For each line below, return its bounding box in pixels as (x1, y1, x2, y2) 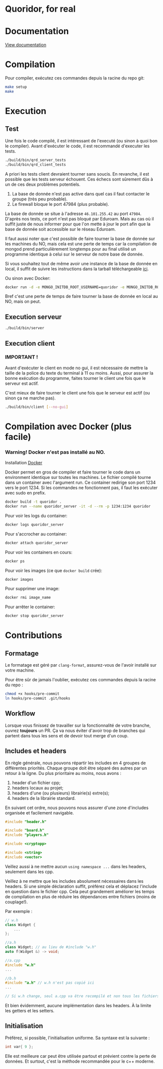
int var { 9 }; (5, 1044, 34, 1049)
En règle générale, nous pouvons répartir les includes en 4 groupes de (5, 760, 146, 766)
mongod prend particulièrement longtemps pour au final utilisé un (5, 246, 136, 252)
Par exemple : (5, 908, 33, 914)
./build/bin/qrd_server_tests (5, 158, 66, 162)
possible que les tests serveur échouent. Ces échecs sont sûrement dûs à (5, 176, 153, 182)
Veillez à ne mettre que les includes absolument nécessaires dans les (5, 878, 144, 884)
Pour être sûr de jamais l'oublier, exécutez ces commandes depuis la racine (5, 677, 156, 683)
